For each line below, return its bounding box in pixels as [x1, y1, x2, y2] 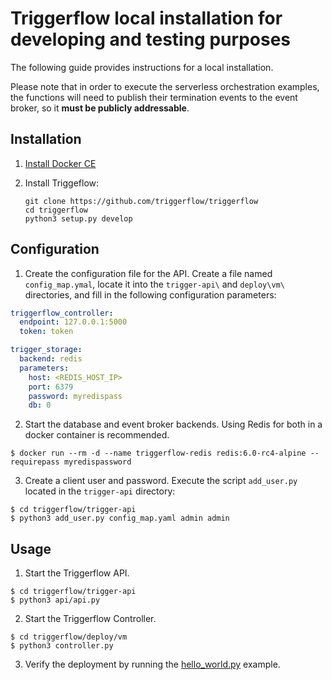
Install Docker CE [24, 157, 97, 169]
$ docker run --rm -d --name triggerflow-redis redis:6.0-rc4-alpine [10, 448, 307, 459]
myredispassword [63, 457, 132, 467]
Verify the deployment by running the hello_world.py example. [24, 658, 281, 671]
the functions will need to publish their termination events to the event [10, 91, 298, 103]
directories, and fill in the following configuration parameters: [24, 288, 277, 301]
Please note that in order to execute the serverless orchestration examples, [10, 80, 320, 92]
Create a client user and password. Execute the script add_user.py [24, 475, 298, 487]
